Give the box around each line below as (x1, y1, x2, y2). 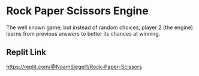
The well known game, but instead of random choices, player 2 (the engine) (6, 24, 194, 31)
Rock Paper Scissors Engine (6, 4, 149, 18)
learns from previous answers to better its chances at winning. (6, 30, 161, 37)
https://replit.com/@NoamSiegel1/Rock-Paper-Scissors (6, 63, 143, 70)
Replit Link (6, 47, 47, 58)
